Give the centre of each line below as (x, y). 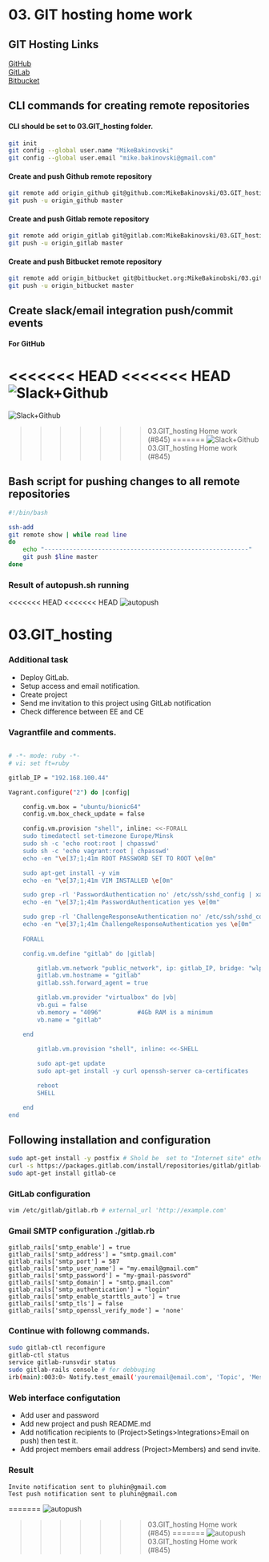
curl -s (21, 1166)
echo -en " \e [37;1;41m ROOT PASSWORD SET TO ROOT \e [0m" (120, 858)
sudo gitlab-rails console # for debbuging (82, 1370)
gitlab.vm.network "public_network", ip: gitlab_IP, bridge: (141, 968)
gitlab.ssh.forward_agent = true (93, 983)
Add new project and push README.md (85, 1424)
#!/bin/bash (28, 512)
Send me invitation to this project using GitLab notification (115, 702)
